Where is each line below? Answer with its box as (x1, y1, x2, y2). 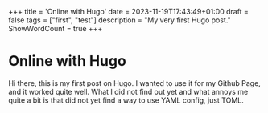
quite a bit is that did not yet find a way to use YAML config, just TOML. (8, 95, 244, 105)
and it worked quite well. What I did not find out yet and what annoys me (8, 87, 249, 96)
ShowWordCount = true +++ (8, 24, 103, 33)
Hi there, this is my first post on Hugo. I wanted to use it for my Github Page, (8, 78, 262, 87)
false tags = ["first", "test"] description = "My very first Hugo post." (8, 15, 231, 25)
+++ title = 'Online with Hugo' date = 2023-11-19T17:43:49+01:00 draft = (8, 7, 249, 16)
